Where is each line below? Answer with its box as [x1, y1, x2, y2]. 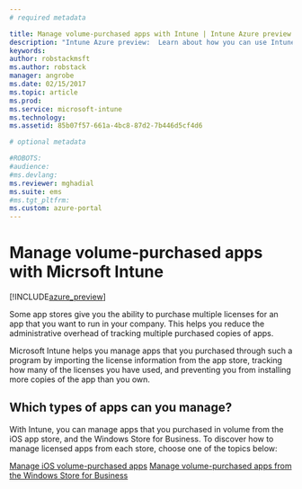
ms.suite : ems [9, 187, 63, 196]
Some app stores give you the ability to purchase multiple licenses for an [9, 309, 279, 320]
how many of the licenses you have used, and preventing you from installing [9, 365, 292, 376]
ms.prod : [9, 96, 42, 105]
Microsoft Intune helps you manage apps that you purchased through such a [9, 345, 293, 356]
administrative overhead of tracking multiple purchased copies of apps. [9, 328, 274, 339]
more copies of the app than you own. [9, 374, 151, 385]
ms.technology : [9, 113, 67, 122]
